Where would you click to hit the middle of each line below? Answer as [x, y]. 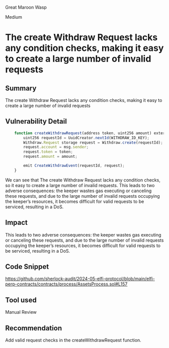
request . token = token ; [48, 152]
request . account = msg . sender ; [56, 147]
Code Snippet [27, 267]
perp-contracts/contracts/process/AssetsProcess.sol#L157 [66, 284]
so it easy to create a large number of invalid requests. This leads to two [80, 185]
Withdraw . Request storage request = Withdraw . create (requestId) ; [93, 142]
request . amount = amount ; [51, 157]
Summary [21, 88]
